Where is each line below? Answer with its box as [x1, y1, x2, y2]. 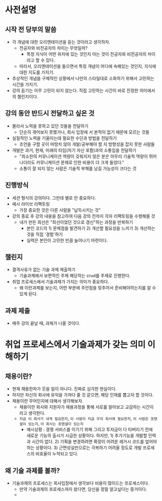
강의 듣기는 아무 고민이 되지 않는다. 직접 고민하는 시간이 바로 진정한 [12, 88, 139, 93]
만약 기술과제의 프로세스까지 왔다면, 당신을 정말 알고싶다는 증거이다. [19, 486, 147, 492]
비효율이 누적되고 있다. [35, 451, 78, 457]
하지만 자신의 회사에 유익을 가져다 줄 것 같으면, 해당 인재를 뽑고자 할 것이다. [12, 392, 154, 398]
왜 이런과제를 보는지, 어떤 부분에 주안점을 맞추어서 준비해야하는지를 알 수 [19, 285, 156, 291]
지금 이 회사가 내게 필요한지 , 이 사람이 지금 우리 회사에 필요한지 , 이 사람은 [19, 416, 149, 421]
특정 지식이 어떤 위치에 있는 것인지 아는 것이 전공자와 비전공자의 [26, 51, 147, 57]
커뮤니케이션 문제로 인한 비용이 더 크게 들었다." [36, 159, 124, 165]
